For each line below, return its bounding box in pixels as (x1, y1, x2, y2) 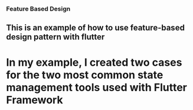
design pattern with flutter (6, 32, 105, 42)
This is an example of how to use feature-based (6, 23, 185, 33)
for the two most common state (6, 68, 163, 81)
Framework (6, 93, 63, 106)
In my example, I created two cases (6, 55, 182, 69)
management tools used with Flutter (6, 81, 187, 94)
